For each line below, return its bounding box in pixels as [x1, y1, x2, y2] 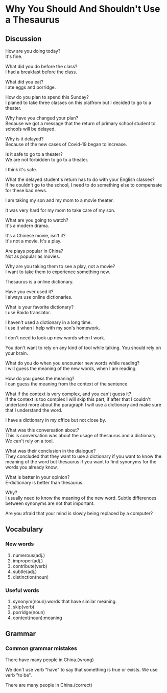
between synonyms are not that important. [5, 500, 95, 506]
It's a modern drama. [5, 222, 50, 229]
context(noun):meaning [12, 615, 62, 621]
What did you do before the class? [5, 64, 78, 69]
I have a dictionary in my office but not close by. [5, 417, 106, 423]
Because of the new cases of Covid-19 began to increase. [5, 141, 128, 147]
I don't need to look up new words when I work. [5, 335, 106, 341]
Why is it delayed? [5, 136, 44, 141]
